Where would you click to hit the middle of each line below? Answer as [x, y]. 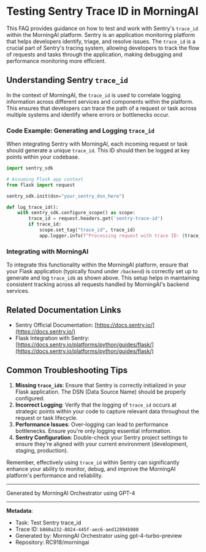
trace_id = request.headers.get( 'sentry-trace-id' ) [96, 219]
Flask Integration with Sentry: [52, 338]
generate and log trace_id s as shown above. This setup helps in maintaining [103, 278]
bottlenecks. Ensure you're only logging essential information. [93, 430]
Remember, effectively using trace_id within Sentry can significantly [93, 462]
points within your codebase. [43, 157]
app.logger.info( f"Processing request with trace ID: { [112, 235]
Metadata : [20, 510]
